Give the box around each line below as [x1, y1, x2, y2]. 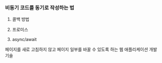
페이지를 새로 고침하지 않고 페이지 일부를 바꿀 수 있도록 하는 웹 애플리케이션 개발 [5, 46, 158, 52]
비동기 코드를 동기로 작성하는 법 [5, 4, 75, 11]
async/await [12, 37, 37, 42]
